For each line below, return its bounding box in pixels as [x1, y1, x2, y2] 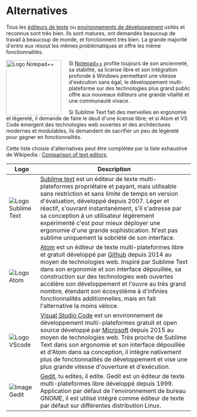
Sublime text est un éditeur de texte [40, 175, 138, 183]
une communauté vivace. [69, 97, 130, 104]
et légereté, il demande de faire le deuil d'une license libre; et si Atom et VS [6, 114, 188, 121]
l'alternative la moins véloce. [40, 301, 119, 310]
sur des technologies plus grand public [96, 84, 191, 91]
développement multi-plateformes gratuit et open [40, 318, 178, 327]
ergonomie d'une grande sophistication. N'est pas [40, 226, 178, 234]
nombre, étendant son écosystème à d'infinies [40, 287, 168, 295]
